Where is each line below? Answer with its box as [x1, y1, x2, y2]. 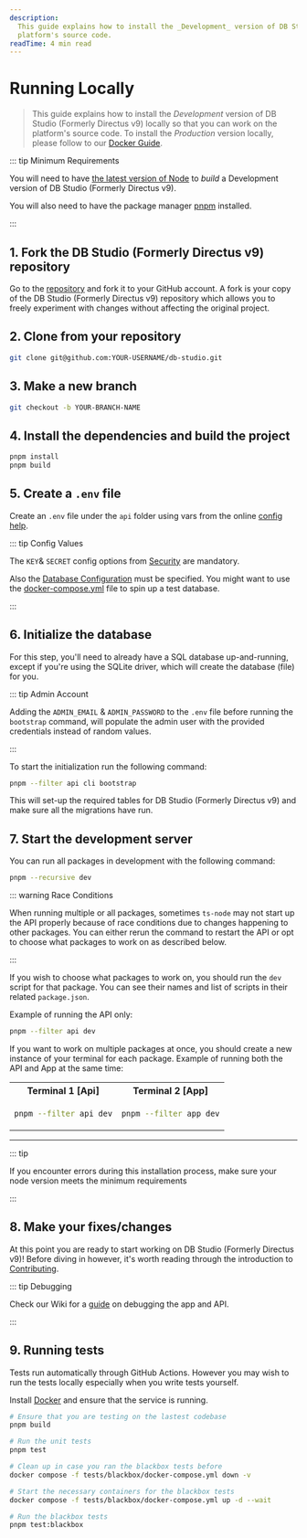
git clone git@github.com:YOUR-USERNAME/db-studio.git [9, 353, 223, 362]
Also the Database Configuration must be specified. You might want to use [9, 573, 291, 584]
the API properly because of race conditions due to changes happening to [9, 917, 289, 928]
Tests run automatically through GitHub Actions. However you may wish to [9, 1367, 290, 1378]
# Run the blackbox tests [9, 1511, 108, 1522]
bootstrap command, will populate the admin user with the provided [9, 716, 265, 727]
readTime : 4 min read [9, 38, 92, 48]
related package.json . [9, 992, 90, 1002]
